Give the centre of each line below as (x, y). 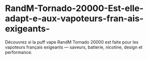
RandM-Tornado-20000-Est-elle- (74, 8)
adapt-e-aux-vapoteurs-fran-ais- (74, 18)
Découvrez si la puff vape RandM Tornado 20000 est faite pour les (72, 42)
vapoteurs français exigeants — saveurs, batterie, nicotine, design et (74, 47)
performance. (19, 52)
